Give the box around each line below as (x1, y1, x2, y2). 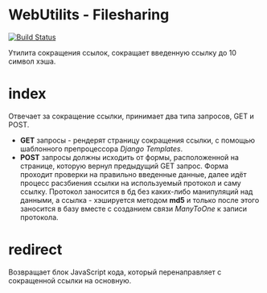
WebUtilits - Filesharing (8, 6, 170, 24)
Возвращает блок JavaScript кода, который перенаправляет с (8, 267, 222, 277)
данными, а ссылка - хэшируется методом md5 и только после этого (19, 195, 260, 204)
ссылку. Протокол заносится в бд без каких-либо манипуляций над (19, 187, 253, 196)
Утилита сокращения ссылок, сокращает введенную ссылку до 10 (8, 47, 237, 57)
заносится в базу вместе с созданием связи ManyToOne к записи (19, 204, 248, 213)
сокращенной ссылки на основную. (8, 275, 132, 285)
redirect (8, 241, 63, 259)
